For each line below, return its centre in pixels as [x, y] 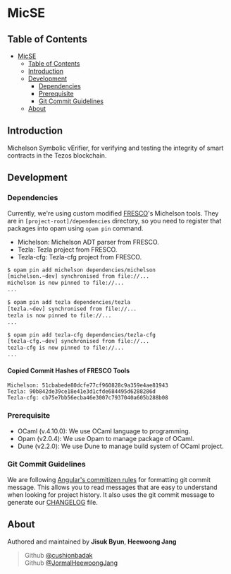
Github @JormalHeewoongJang [71, 563]
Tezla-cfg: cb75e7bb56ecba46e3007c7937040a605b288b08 [88, 398]
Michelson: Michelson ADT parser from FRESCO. [88, 242]
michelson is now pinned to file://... [66, 283]
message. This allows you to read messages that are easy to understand [112, 487]
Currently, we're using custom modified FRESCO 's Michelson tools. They [113, 213]
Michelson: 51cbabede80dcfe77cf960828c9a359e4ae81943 [88, 386]
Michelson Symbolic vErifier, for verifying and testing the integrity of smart [115, 148]
